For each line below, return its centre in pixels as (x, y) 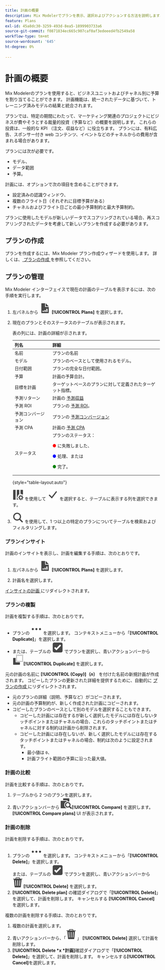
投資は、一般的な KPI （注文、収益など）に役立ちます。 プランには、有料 (79, 128)
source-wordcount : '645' (30, 42)
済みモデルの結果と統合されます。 (61, 105)
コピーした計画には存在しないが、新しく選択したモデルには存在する (88, 734)
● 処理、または (68, 456)
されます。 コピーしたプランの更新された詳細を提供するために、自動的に (79, 680)
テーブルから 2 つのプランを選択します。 (53, 795)
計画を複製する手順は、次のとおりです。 (46, 616)
